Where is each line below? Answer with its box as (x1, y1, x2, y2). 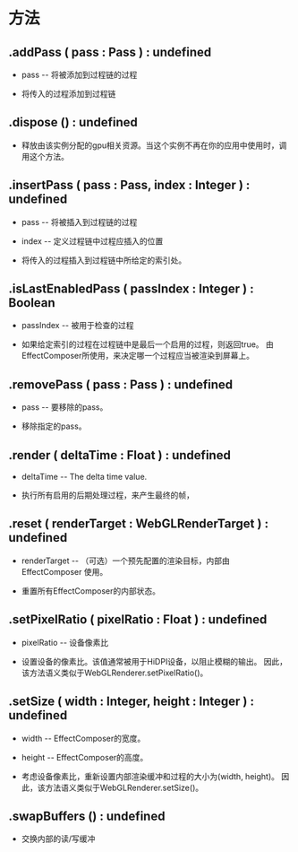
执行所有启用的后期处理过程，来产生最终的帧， (21, 490, 194, 500)
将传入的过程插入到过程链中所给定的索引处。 (21, 255, 187, 265)
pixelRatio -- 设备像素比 (21, 637, 109, 648)
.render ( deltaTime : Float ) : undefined (8, 448, 232, 463)
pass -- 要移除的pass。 (21, 402, 108, 413)
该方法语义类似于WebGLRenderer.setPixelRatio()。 (21, 667, 209, 678)
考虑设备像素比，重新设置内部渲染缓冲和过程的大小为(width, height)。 (21, 770, 279, 781)
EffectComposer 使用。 (21, 566, 108, 577)
